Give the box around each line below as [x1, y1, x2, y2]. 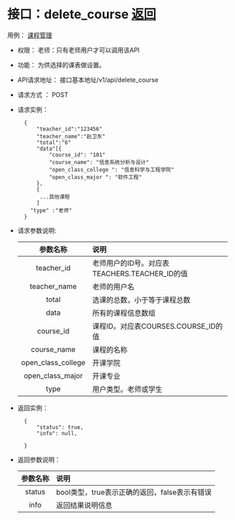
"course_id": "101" [48, 151, 106, 158]
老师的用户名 [92, 282, 135, 292]
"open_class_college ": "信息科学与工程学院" [48, 166, 175, 173]
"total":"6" [36, 139, 71, 146]
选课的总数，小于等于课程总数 [92, 295, 191, 305]
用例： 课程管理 [7, 31, 52, 39]
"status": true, [36, 423, 84, 431]
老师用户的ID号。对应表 [92, 258, 170, 268]
